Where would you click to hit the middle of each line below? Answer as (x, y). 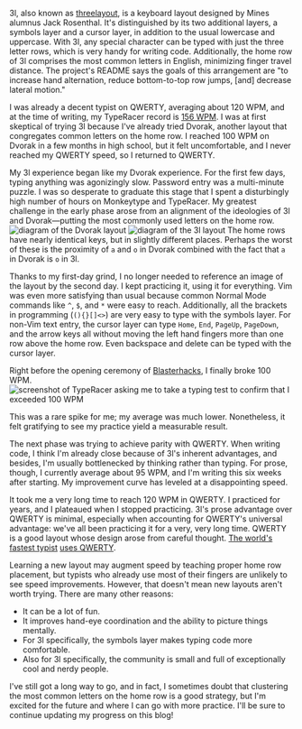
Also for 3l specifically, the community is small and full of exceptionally (154, 659)
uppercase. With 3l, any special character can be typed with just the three (146, 42)
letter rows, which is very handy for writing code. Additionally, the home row (151, 51)
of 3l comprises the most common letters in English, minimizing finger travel (151, 61)
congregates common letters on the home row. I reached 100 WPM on (139, 136)
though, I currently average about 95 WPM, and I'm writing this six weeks (146, 472)
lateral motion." (37, 90)
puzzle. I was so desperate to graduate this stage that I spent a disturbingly (149, 192)
